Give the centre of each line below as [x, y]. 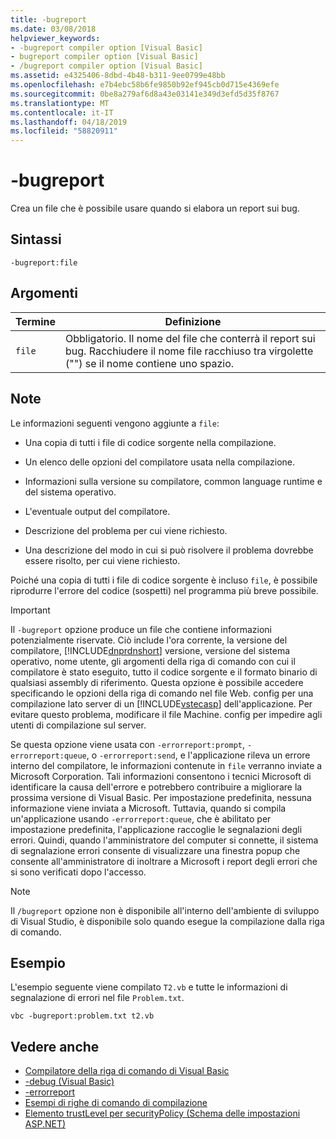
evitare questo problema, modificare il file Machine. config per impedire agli [166, 714]
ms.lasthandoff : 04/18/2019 [69, 122]
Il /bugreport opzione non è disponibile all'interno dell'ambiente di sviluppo [165, 910]
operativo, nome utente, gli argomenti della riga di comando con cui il [153, 661]
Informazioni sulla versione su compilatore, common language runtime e [173, 481]
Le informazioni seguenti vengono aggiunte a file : [115, 423]
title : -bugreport [48, 19]
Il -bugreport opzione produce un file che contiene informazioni [141, 629]
